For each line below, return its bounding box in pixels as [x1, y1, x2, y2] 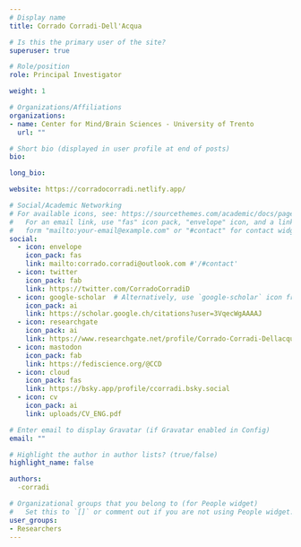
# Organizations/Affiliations [9, 103, 123, 112]
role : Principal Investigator [9, 71, 123, 80]
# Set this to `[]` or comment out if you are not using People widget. [9, 508, 295, 517]
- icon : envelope [17, 243, 82, 252]
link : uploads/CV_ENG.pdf [25, 409, 123, 418]
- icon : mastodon [17, 343, 82, 352]
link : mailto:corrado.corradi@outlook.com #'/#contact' [25, 259, 239, 269]
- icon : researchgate [17, 317, 99, 327]
